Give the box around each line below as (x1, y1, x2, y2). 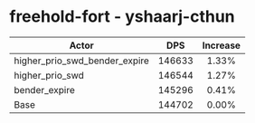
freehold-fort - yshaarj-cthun (9, 6, 235, 27)
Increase (202, 39, 241, 52)
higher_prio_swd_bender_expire (14, 54, 149, 67)
